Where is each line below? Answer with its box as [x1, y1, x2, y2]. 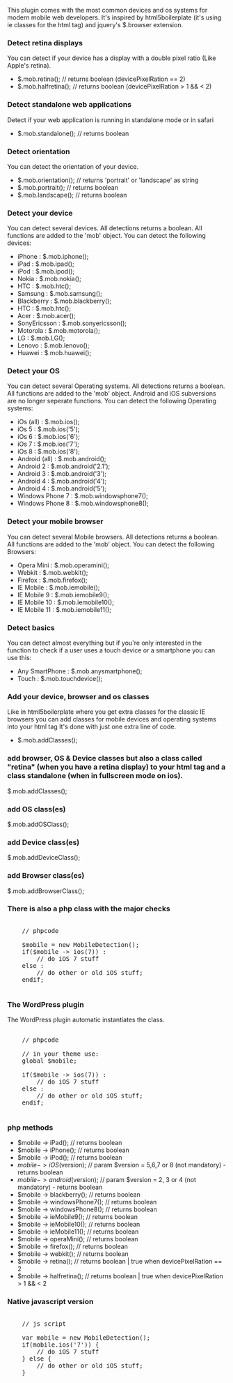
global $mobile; [22, 1057, 78, 1065]
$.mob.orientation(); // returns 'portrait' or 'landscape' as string [17, 176, 199, 184]
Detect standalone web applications [7, 100, 132, 110]
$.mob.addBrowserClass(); [7, 886, 85, 895]
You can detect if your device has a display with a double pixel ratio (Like [7, 54, 216, 62]
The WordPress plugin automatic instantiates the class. [7, 1015, 165, 1024]
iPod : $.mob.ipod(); [17, 267, 75, 276]
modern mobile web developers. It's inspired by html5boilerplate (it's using [7, 13, 222, 22]
